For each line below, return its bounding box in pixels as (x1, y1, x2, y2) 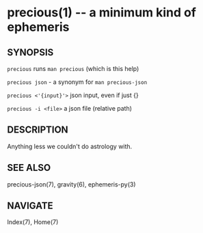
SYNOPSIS (7, 46, 54, 58)
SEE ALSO (7, 162, 51, 174)
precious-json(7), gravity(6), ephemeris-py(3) (7, 180, 136, 189)
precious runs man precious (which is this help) (7, 65, 139, 72)
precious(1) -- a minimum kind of (7, 5, 197, 20)
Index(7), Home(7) (7, 218, 59, 226)
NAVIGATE (7, 200, 53, 212)
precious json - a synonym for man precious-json (7, 78, 148, 86)
